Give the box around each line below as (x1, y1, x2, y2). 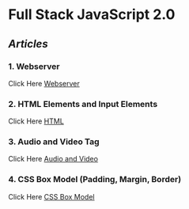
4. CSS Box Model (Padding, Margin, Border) (8, 174, 182, 185)
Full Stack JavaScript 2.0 (8, 6, 176, 24)
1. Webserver (8, 61, 60, 72)
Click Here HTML (8, 116, 65, 126)
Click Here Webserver (8, 78, 81, 88)
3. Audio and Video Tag (8, 136, 100, 147)
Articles (8, 37, 49, 51)
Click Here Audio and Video (8, 154, 99, 164)
